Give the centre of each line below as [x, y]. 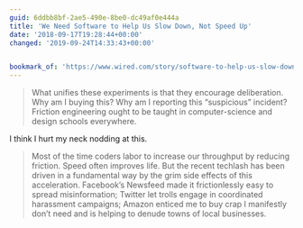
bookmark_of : [34, 67]
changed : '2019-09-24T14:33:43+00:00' [82, 43]
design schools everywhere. [84, 122]
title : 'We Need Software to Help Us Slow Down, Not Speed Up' [131, 26]
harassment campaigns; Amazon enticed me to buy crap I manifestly [159, 205]
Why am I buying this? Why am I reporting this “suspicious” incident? [159, 102]
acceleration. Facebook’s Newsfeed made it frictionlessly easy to [152, 185]
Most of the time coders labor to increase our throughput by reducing [161, 156]
